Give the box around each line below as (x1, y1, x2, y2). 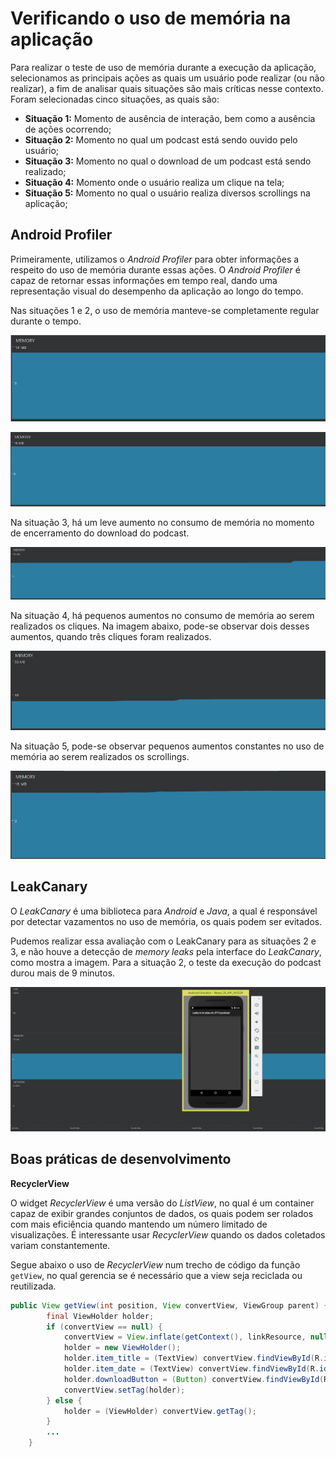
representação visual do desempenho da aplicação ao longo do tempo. (10, 285, 304, 297)
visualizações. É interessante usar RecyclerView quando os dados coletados (10, 1228, 326, 1241)
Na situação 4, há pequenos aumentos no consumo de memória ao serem (10, 610, 315, 622)
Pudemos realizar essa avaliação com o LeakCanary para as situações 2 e (10, 935, 317, 947)
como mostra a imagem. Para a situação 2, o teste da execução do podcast (10, 956, 322, 968)
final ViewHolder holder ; (46, 1311, 155, 1321)
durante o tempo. (10, 315, 82, 327)
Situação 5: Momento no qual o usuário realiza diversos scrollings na (24, 187, 311, 199)
